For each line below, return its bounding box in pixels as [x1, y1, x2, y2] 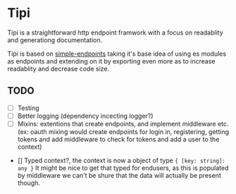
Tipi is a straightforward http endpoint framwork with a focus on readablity [7, 28, 223, 37]
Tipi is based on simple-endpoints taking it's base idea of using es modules [7, 49, 227, 58]
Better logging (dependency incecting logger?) [17, 111, 154, 120]
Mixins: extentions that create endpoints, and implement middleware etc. [17, 119, 229, 128]
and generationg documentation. [7, 35, 103, 44]
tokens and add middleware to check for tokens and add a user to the [17, 135, 220, 143]
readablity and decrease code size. [7, 64, 110, 73]
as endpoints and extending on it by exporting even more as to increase [7, 56, 216, 65]
